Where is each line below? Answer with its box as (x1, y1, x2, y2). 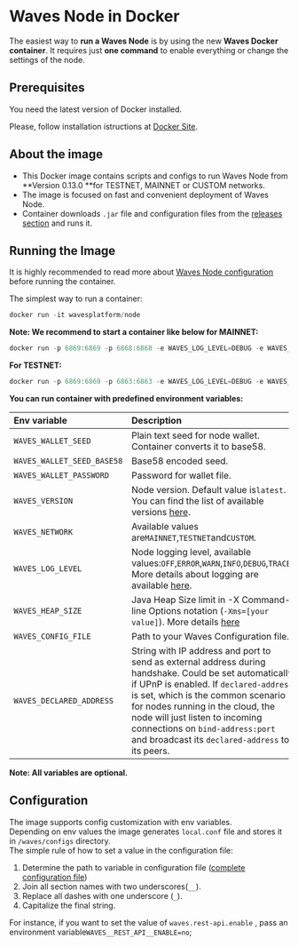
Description (131, 415, 182, 426)
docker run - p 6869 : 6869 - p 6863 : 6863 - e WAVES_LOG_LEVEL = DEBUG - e (9, 378, 264, 386)
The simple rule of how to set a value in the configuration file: (9, 845, 233, 855)
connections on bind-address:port (131, 722, 276, 735)
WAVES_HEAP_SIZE (13, 606, 82, 616)
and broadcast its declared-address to (131, 734, 290, 745)
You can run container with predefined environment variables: (9, 394, 244, 403)
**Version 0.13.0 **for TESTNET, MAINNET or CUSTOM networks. (21, 179, 266, 190)
